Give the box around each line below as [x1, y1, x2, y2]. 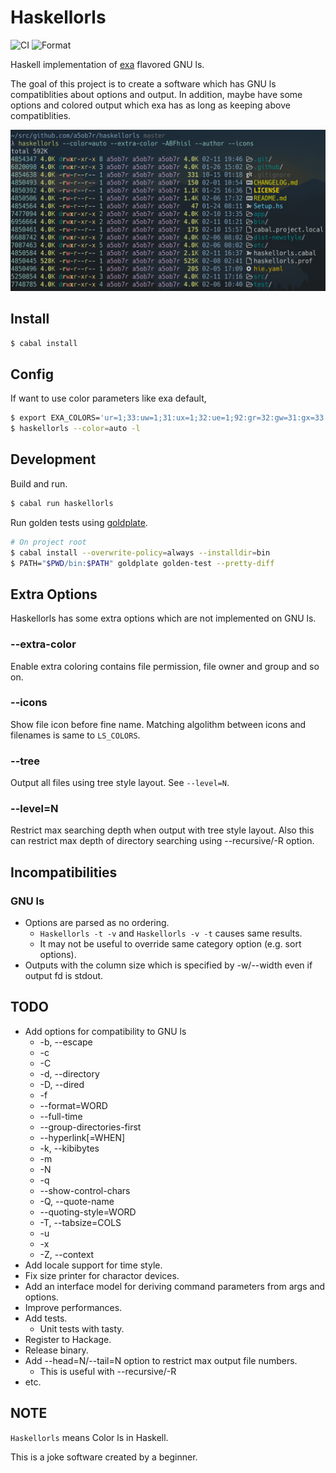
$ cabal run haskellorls [10, 498, 114, 508]
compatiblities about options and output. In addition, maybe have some [10, 88, 303, 100]
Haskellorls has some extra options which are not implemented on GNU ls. [10, 612, 317, 625]
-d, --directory [39, 1067, 100, 1080]
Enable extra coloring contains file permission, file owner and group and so [10, 660, 320, 672]
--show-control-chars [39, 1184, 131, 1196]
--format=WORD [39, 1099, 108, 1111]
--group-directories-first [39, 1121, 142, 1133]
